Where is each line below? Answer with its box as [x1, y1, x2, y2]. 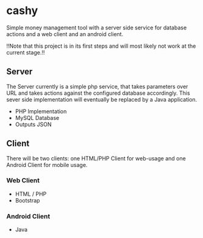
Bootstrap [15, 196, 40, 204]
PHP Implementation [15, 108, 67, 115]
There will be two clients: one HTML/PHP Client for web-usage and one [6, 154, 186, 162]
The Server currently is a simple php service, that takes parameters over [6, 83, 188, 90]
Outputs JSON [15, 121, 52, 128]
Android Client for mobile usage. [6, 161, 88, 168]
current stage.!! [6, 48, 45, 56]
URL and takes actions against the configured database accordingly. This [6, 89, 190, 97]
